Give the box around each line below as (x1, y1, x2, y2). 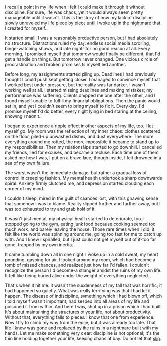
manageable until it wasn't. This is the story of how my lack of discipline (5, 15, 153, 20)
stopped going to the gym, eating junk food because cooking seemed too (5, 221, 156, 227)
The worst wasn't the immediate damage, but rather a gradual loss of (5, 170, 147, 176)
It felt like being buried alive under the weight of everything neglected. (5, 273, 149, 278)
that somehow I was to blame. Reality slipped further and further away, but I (5, 201, 161, 206)
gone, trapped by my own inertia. (5, 242, 73, 248)
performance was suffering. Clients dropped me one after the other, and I (5, 92, 156, 98)
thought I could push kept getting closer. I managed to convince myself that (5, 77, 160, 82)
